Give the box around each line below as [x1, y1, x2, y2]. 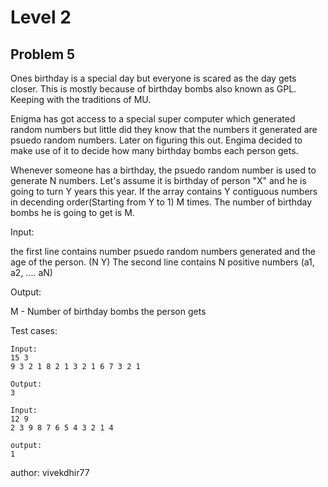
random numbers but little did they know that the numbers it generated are [10, 124, 318, 135]
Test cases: [10, 325, 58, 336]
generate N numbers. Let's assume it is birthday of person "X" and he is [10, 175, 307, 186]
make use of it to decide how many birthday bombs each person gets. [10, 145, 299, 156]
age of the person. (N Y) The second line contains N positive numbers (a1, [10, 256, 315, 268]
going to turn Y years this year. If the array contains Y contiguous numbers [10, 186, 318, 197]
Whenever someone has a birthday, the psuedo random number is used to [10, 164, 317, 176]
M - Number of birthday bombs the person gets [10, 306, 207, 317]
